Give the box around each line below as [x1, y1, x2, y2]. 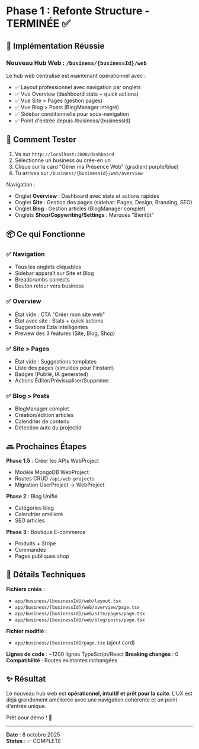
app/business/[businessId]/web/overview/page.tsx [14, 604, 140, 610]
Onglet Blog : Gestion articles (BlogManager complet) [14, 205, 146, 212]
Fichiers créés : [6, 585, 46, 592]
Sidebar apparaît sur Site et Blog [14, 270, 94, 277]
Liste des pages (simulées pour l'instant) [14, 364, 114, 371]
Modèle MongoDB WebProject [14, 469, 89, 476]
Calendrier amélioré [14, 511, 63, 518]
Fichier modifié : [6, 627, 47, 634]
